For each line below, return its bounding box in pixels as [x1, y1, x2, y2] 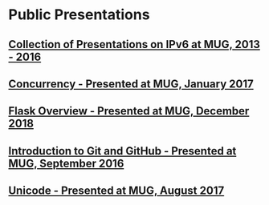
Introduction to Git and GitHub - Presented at [8, 144, 237, 158]
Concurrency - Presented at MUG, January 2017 [8, 77, 255, 90]
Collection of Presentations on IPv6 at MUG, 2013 [8, 38, 261, 51]
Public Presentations [8, 6, 150, 24]
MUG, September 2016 [8, 156, 124, 170]
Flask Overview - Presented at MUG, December [8, 104, 250, 118]
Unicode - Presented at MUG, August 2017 [8, 184, 225, 198]
